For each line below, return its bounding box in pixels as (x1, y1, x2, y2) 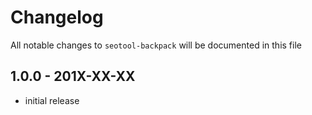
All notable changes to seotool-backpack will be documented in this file (10, 39, 302, 51)
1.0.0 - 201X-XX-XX (10, 68, 136, 85)
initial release (24, 94, 80, 106)
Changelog (10, 6, 104, 29)
